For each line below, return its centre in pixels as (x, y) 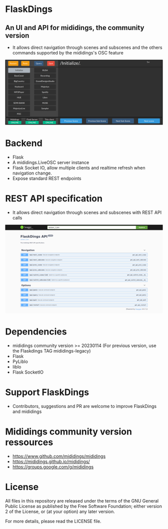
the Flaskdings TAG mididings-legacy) (51, 351)
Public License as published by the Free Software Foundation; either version (84, 506)
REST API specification (54, 198)
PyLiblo (20, 361)
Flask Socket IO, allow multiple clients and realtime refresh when (79, 167)
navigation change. (32, 173)
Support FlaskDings (47, 392)
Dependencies (36, 332)
